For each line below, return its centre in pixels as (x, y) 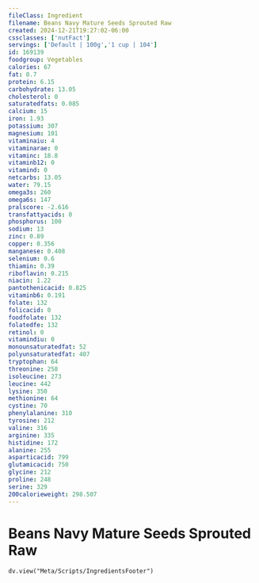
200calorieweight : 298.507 (53, 494)
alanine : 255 (30, 450)
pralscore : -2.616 (38, 207)
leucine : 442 (30, 384)
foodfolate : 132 (35, 318)
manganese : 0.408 (37, 251)
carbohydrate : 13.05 (42, 89)
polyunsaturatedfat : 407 (49, 354)
